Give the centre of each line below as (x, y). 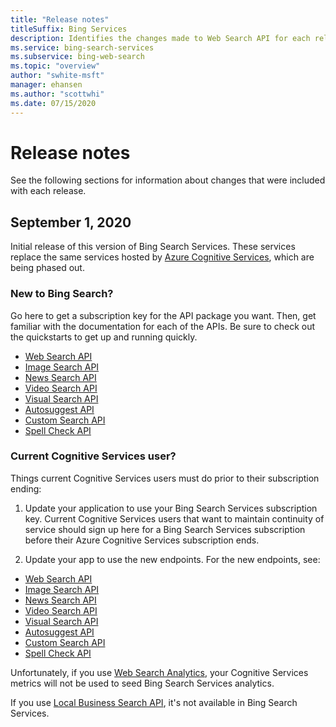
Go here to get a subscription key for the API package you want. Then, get (163, 315)
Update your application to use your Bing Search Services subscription (171, 508)
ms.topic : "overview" (55, 66)
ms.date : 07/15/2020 (53, 103)
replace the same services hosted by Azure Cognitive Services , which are (162, 257)
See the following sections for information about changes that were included (168, 180)
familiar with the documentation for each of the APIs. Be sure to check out (163, 326)
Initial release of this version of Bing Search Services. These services (153, 247)
